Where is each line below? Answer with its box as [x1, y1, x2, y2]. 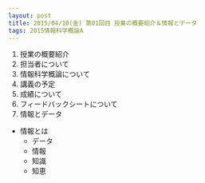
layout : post [8, 11, 52, 20]
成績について [19, 90, 62, 99]
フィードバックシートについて [19, 99, 118, 109]
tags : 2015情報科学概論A [8, 26, 84, 34]
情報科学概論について [19, 70, 90, 79]
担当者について [19, 59, 69, 69]
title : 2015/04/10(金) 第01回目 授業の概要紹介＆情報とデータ [8, 19, 198, 27]
